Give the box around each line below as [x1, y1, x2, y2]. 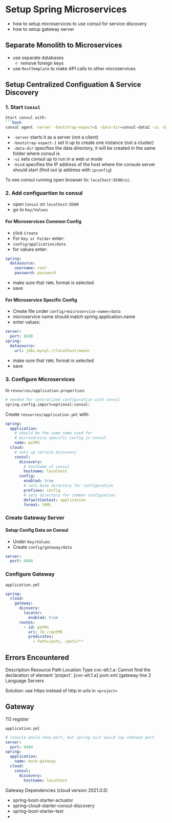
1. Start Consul [5, 104, 41, 111]
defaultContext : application [24, 497, 86, 503]
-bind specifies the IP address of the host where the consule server [12, 162, 156, 168]
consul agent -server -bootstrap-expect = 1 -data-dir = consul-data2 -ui [5, 125, 159, 130]
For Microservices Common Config [5, 218, 82, 224]
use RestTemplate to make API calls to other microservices [12, 65, 136, 71]
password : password [14, 270, 56, 275]
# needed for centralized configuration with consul [5, 397, 120, 402]
